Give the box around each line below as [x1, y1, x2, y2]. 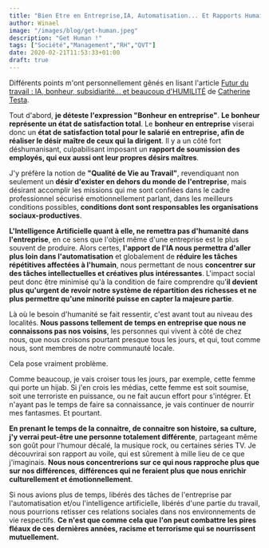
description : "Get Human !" [9, 34, 103, 42]
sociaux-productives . [9, 211, 82, 220]
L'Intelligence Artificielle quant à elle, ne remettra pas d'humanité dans [9, 226, 250, 235]
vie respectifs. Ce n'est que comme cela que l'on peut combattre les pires [9, 515, 257, 525]
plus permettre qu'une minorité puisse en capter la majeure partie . [9, 294, 235, 303]
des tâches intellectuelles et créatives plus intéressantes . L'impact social [9, 268, 255, 278]
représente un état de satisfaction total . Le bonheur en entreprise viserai [9, 119, 255, 128]
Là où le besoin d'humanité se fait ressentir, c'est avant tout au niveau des [9, 309, 253, 319]
